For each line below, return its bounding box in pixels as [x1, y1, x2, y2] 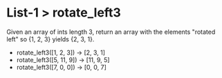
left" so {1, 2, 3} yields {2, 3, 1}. [6, 35, 95, 43]
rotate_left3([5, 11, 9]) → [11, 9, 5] [16, 55, 110, 64]
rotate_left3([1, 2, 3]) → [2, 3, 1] [16, 48, 105, 57]
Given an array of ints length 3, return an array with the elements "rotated [6, 28, 216, 36]
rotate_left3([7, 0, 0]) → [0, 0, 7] [16, 63, 107, 71]
